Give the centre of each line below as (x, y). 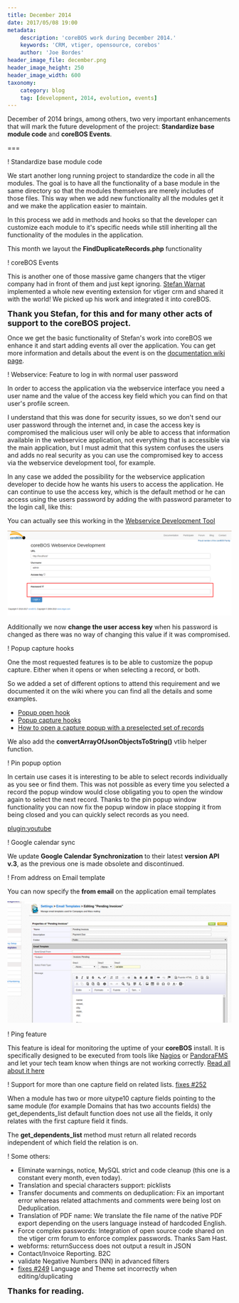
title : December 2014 (39, 15)
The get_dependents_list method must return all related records (102, 1135)
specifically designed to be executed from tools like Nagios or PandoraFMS (118, 1055)
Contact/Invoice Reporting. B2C (64, 1254)
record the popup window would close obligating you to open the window (115, 791)
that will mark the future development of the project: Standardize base (111, 127)
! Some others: (29, 1157)
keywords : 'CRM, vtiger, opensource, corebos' (90, 45)
